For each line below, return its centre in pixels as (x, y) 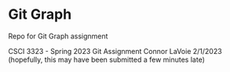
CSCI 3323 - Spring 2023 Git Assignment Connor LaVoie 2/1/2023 (115, 51)
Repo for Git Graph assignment (58, 36)
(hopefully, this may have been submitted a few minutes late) (107, 59)
